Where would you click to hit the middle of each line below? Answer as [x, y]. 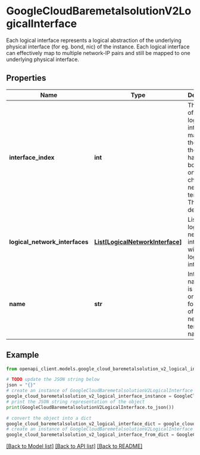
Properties [26, 78]
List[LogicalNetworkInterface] [138, 242]
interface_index [32, 157]
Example [23, 355]
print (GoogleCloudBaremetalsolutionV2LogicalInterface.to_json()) [90, 407]
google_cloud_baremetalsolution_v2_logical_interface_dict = [84, 424]
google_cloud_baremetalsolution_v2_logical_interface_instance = [89, 396]
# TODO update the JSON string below [53, 380]
